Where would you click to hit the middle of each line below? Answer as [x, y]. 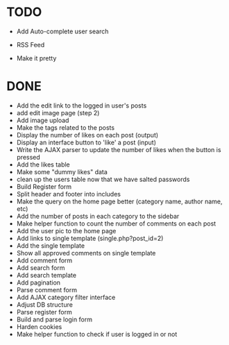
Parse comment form [47, 289]
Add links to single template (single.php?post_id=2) [90, 238]
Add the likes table [43, 165]
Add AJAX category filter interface [66, 297]
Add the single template [50, 245]
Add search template [46, 275]
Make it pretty [36, 58]
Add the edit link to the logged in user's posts [82, 106]
